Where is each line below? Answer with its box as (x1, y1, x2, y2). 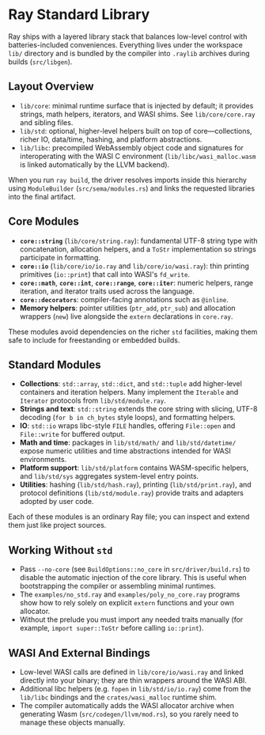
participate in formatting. (19, 252, 101, 262)
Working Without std (8, 544, 113, 557)
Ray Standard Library (8, 6, 150, 24)
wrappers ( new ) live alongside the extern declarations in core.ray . (19, 311, 233, 321)
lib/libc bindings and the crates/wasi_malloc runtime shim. (19, 692, 218, 702)
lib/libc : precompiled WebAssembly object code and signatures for (19, 142, 244, 152)
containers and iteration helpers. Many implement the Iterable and (19, 388, 239, 397)
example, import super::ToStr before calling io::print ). (19, 623, 204, 633)
